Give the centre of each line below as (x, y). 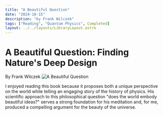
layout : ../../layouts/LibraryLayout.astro (51, 28)
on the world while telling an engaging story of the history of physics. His (80, 91)
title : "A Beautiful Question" (37, 10)
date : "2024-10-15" (25, 14)
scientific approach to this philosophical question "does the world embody (81, 97)
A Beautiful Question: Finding (67, 53)
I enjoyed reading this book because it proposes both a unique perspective (81, 86)
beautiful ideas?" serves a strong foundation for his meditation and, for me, (82, 102)
